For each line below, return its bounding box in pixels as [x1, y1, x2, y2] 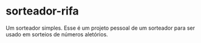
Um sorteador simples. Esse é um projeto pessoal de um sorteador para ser [5, 24, 196, 31]
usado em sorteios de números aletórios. [5, 30, 109, 38]
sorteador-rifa [5, 4, 80, 18]
